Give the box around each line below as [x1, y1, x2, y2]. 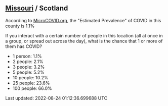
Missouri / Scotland [5, 4, 68, 13]
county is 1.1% [5, 23, 35, 29]
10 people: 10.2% [12, 74, 49, 80]
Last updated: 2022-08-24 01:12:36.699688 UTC [5, 95, 108, 101]
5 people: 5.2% [12, 69, 45, 75]
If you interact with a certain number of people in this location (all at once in [5, 32, 163, 38]
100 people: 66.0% [12, 85, 52, 91]
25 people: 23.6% [12, 80, 50, 86]
